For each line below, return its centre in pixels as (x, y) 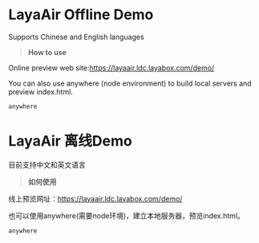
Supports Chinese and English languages (76, 37)
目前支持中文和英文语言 (47, 165)
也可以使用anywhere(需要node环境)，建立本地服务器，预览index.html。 (126, 215)
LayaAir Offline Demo (81, 15)
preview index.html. (41, 92)
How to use (47, 52)
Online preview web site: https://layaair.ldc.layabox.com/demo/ (111, 68)
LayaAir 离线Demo (70, 141)
